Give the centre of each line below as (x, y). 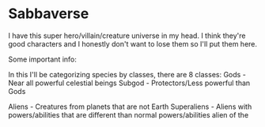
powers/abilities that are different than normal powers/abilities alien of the (129, 114)
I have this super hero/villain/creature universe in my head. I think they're (127, 35)
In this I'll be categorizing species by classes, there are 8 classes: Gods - (127, 74)
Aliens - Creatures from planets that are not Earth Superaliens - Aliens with (130, 106)
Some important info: (43, 59)
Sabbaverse (49, 14)
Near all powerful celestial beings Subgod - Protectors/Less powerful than (129, 83)
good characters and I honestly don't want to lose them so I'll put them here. (133, 43)
